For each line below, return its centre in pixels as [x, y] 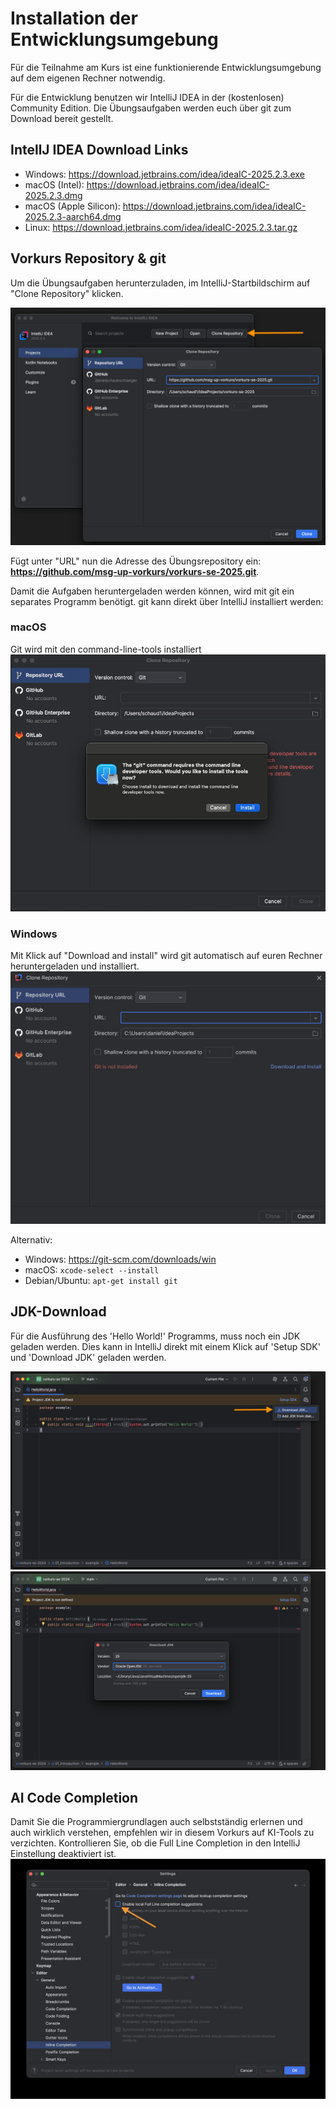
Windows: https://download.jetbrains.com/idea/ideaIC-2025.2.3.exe [164, 174]
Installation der [74, 18]
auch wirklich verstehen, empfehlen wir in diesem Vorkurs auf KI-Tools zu [162, 1833]
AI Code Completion [74, 1798]
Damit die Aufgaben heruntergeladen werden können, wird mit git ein [152, 591]
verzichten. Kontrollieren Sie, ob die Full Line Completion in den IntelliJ [155, 1843]
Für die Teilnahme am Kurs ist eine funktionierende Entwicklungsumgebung [166, 67]
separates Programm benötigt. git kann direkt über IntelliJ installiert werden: [167, 601]
